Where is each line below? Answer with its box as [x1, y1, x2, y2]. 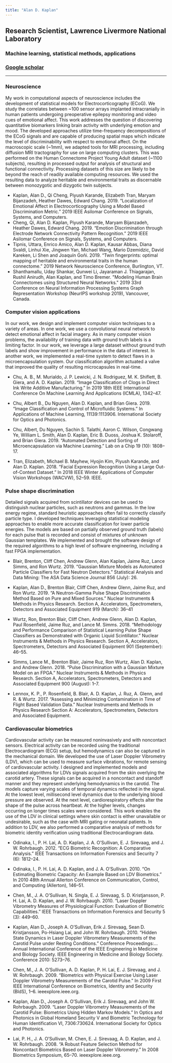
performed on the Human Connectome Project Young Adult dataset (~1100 [5, 155, 163, 161]
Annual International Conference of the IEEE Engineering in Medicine [12, 946, 158, 952]
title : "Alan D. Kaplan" [5, 7, 58, 13]
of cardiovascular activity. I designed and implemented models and [5, 764, 147, 770]
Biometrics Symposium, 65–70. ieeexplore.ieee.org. [12, 1052, 122, 1058]
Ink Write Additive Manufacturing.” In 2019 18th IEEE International [12, 385, 150, 391]
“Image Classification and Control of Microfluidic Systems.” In [12, 405, 143, 411]
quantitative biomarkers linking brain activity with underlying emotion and [5, 122, 160, 128]
